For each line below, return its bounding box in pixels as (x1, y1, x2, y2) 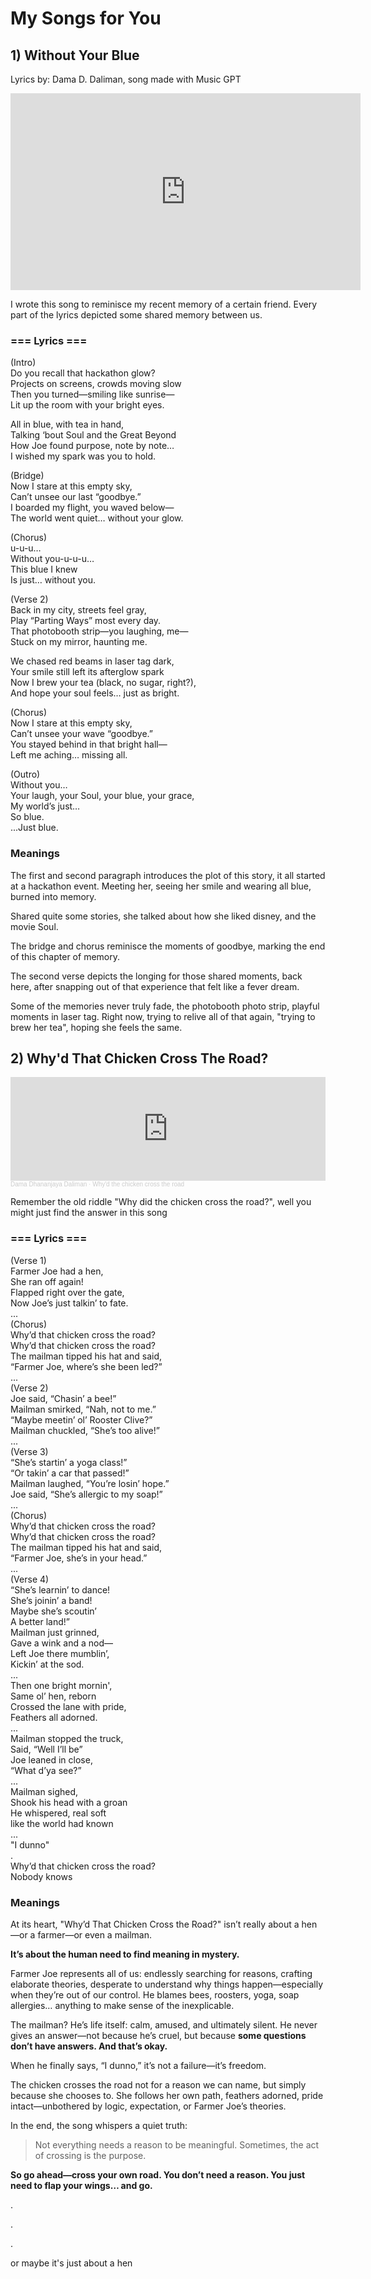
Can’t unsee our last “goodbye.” (10, 491, 142, 503)
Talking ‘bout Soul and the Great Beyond (10, 429, 177, 441)
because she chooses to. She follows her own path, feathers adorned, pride (10, 2090, 324, 2101)
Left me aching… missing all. (10, 749, 128, 761)
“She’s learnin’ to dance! (10, 1583, 111, 1596)
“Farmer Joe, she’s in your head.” (10, 1552, 148, 1564)
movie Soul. (10, 920, 59, 932)
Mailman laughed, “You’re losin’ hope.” (10, 1477, 170, 1489)
